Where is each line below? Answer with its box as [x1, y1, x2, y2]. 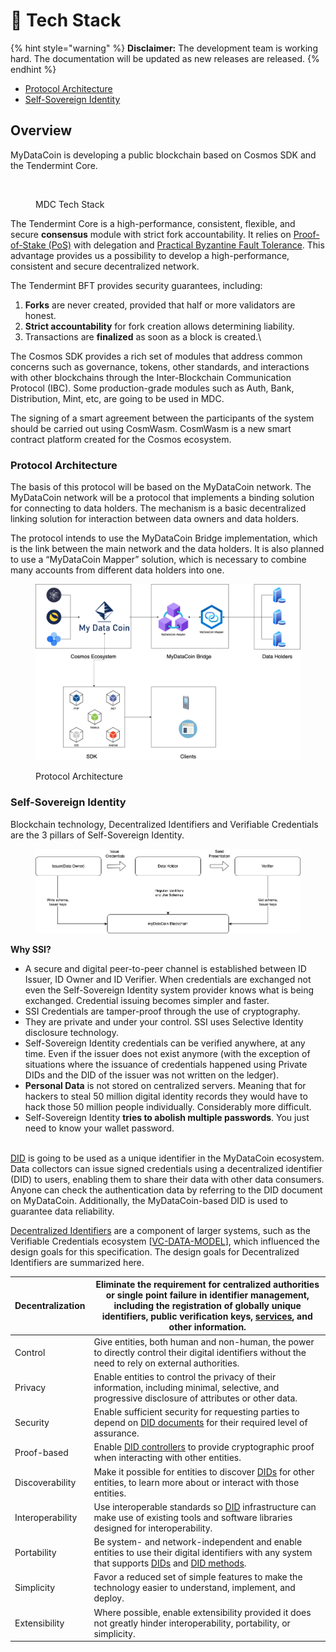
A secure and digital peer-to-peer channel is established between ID [24, 962, 307, 974]
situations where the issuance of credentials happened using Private [24, 1058, 308, 1070]
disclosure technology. [24, 1026, 119, 1038]
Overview [10, 122, 73, 139]
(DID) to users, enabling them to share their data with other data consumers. [10, 1173, 325, 1185]
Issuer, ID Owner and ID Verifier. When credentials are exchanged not [24, 973, 312, 985]
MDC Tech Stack [35, 198, 105, 210]
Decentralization [14, 1300, 86, 1312]
